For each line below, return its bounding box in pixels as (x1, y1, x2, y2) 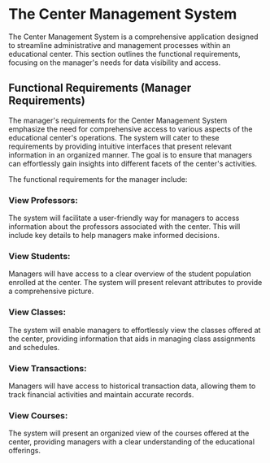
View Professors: (8, 194, 79, 206)
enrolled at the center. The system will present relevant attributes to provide (8, 278, 263, 288)
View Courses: (8, 409, 68, 421)
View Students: (8, 250, 71, 262)
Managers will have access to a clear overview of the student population (8, 269, 252, 279)
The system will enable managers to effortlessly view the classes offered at (8, 325, 261, 335)
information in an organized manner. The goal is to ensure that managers (8, 149, 252, 159)
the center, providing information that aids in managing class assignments (8, 334, 256, 344)
